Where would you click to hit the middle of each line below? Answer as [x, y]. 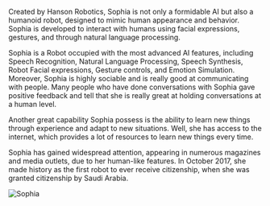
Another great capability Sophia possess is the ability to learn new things [129, 119]
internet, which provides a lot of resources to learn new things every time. [131, 137]
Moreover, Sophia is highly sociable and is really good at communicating [129, 78]
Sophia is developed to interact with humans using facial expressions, [124, 29]
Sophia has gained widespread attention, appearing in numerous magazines [135, 152]
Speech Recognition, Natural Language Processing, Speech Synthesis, [126, 61]
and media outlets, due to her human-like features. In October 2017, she [127, 161]
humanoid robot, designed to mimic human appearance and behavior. [124, 20]
